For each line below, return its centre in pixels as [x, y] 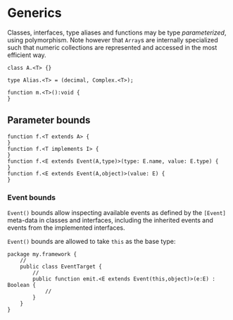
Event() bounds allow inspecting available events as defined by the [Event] [117, 213]
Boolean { [22, 285]
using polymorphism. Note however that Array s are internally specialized [113, 39]
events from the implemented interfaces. [66, 228]
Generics [34, 13]
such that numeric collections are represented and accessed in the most [112, 47]
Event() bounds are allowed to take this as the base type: [92, 242]
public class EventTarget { [61, 267]
